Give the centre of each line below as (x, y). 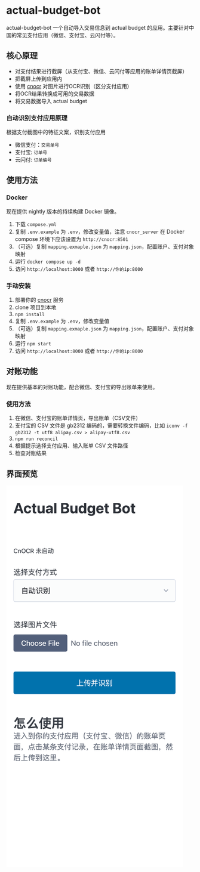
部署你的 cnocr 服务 (39, 300)
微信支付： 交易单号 (37, 145)
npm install (30, 315)
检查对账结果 (30, 453)
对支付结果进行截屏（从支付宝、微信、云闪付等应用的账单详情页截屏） (101, 71)
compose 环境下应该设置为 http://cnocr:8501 (71, 239)
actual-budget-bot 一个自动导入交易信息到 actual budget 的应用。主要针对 (98, 27)
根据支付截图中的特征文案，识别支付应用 (56, 132)
